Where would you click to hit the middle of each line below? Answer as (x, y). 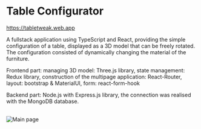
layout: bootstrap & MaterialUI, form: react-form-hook (73, 83)
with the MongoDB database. (43, 101)
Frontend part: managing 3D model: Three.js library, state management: (96, 70)
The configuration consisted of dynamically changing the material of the (96, 52)
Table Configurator (55, 11)
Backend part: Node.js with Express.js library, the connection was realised (99, 95)
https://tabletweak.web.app (41, 28)
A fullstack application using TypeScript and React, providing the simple (96, 39)
